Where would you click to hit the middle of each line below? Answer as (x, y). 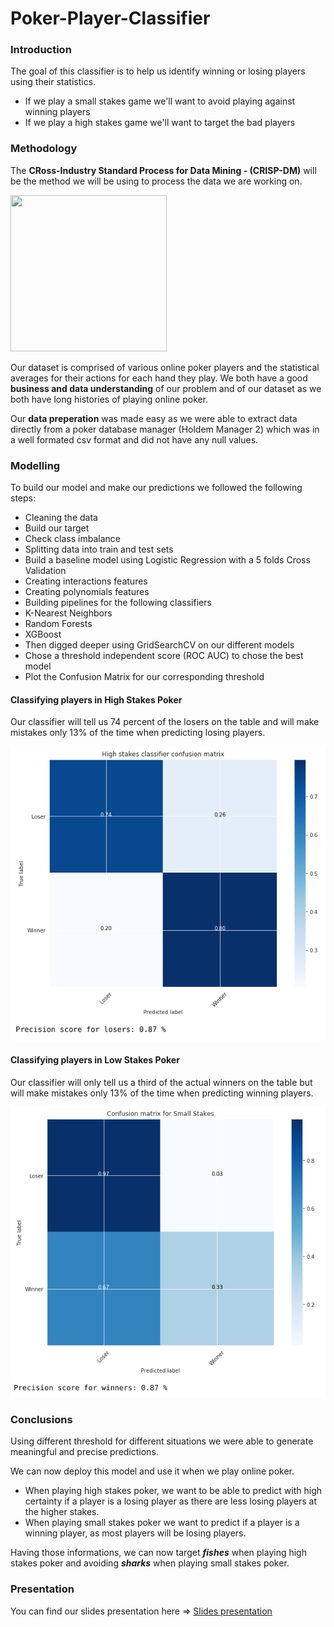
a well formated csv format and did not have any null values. (134, 439)
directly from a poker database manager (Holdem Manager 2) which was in (165, 429)
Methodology (44, 149)
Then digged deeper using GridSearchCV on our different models (159, 645)
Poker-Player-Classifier (110, 18)
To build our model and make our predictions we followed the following (156, 488)
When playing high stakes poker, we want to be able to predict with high (173, 1491)
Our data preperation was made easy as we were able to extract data (154, 418)
